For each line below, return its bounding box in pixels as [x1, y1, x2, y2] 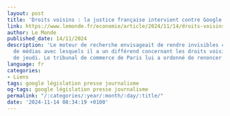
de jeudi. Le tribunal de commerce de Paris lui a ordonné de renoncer [13, 55, 222, 61]
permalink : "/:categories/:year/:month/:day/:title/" [7, 93, 164, 100]
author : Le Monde [7, 29, 57, 36]
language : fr [7, 61, 44, 68]
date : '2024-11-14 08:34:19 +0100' [7, 99, 109, 106]
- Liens [7, 73, 29, 81]
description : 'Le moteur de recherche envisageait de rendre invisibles [7, 42, 219, 48]
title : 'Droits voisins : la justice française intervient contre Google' [7, 16, 225, 23]
